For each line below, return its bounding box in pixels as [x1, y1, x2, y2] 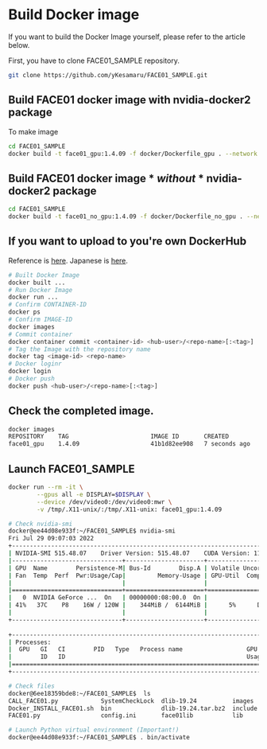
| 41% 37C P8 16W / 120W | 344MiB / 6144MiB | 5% [8, 601, 237, 610]
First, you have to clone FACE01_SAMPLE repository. [8, 56, 180, 65]
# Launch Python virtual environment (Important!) [8, 726, 180, 734]
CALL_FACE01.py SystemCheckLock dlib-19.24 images [8, 696, 254, 705]
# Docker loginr [8, 360, 62, 368]
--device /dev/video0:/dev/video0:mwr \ [37, 497, 172, 506]
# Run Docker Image [8, 286, 73, 294]
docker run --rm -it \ [8, 483, 83, 491]
